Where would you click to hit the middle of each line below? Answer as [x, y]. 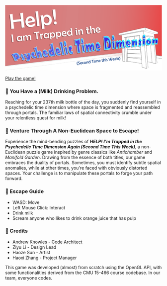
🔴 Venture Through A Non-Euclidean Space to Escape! [72, 130]
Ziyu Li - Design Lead [34, 247]
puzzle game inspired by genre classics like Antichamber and [89, 152]
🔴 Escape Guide [24, 191]
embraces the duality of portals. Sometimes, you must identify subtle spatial [83, 163]
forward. [14, 179]
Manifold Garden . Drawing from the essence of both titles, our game [75, 157]
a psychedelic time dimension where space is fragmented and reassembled [83, 107]
